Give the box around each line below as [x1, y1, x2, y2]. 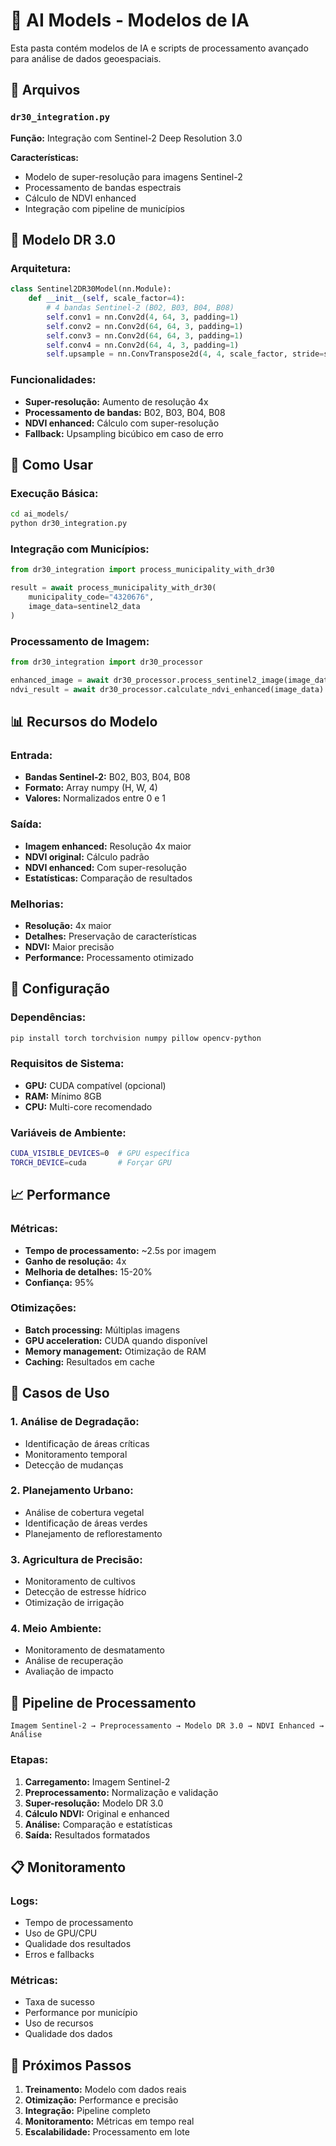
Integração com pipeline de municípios [24, 202, 185, 214]
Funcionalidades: [10, 373, 97, 387]
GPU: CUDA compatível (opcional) [24, 1079, 167, 1091]
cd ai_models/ [10, 509, 70, 519]
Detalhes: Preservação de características [24, 930, 197, 942]
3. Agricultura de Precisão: [10, 1552, 143, 1566]
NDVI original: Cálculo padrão [24, 850, 150, 863]
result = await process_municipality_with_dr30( [10, 583, 217, 593]
